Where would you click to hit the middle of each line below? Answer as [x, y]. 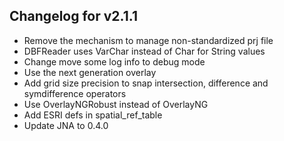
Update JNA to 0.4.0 [66, 125]
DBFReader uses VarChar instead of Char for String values [144, 51]
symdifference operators [75, 93]
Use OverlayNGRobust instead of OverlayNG [116, 104]
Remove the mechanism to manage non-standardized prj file [148, 40]
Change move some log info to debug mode [114, 61]
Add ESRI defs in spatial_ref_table [93, 115]
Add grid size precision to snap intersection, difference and [146, 83]
